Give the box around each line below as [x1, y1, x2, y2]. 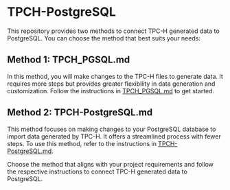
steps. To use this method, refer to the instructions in [7, 139, 157, 147]
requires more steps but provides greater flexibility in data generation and [7, 80, 216, 88]
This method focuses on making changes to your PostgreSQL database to [7, 125, 216, 133]
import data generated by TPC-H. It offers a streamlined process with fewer [7, 132, 221, 141]
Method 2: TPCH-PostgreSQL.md [7, 107, 153, 119]
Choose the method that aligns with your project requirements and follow [7, 160, 214, 168]
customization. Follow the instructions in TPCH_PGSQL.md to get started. [7, 86, 215, 95]
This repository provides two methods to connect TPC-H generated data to [7, 27, 220, 35]
